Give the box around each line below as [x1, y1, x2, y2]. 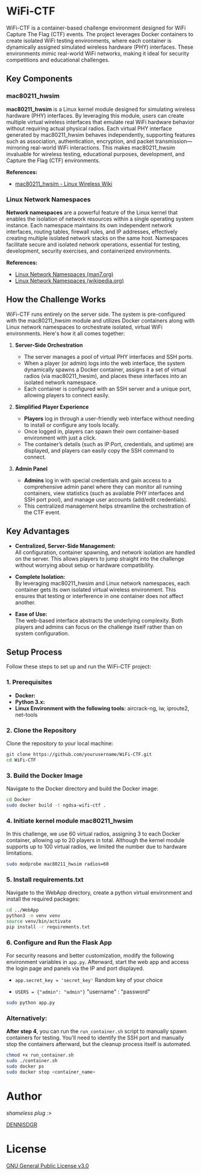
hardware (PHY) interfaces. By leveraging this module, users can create [6, 112, 185, 119]
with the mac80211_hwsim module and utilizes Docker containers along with [6, 317, 195, 324]
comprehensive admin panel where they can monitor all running [23, 483, 182, 490]
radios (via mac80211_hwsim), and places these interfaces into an [23, 372, 187, 379]
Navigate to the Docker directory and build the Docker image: [6, 785, 158, 792]
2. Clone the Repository [6, 726, 77, 734]
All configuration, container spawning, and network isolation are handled [14, 549, 196, 556]
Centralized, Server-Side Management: [14, 542, 116, 549]
